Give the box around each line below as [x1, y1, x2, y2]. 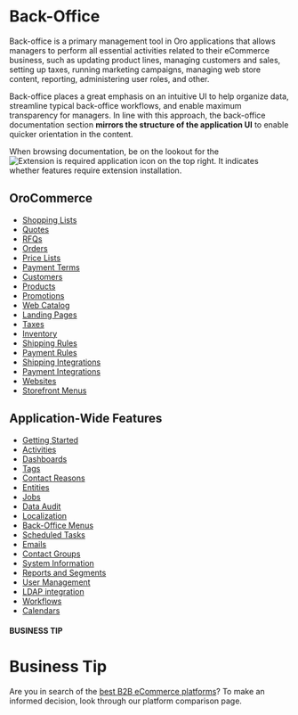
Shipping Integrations [21, 357, 101, 367]
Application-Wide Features [9, 411, 163, 426]
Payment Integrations [21, 366, 101, 376]
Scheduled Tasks [21, 529, 86, 540]
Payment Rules [21, 347, 77, 357]
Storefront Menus [21, 385, 87, 396]
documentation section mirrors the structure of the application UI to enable [9, 119, 289, 130]
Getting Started [21, 434, 78, 445]
